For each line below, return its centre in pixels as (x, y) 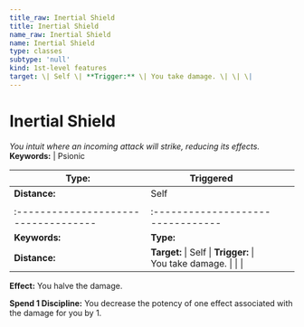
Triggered (211, 178)
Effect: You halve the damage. (66, 285)
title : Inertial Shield (54, 26)
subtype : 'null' (40, 60)
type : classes (36, 51)
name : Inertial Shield (52, 43)
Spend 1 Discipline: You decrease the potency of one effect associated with (151, 303)
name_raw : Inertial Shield (60, 34)
